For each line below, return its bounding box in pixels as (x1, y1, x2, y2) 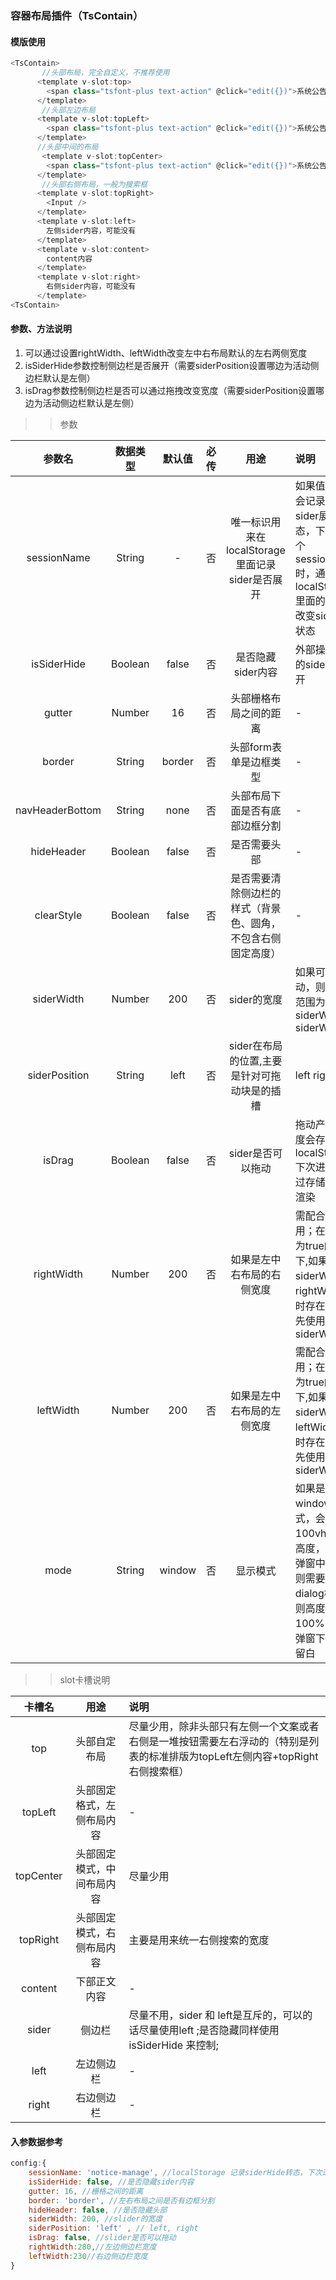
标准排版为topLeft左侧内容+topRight (148, 1749, 319, 1763)
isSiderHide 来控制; (128, 2038, 219, 2052)
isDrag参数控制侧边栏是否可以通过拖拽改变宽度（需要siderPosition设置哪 (24, 384, 325, 396)
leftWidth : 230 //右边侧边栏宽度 (28, 2251, 148, 2261)
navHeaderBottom (15, 803, 102, 817)
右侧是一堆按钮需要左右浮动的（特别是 (128, 1734, 310, 1748)
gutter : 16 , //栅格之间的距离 (28, 2186, 144, 2196)
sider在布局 (228, 1038, 283, 1052)
